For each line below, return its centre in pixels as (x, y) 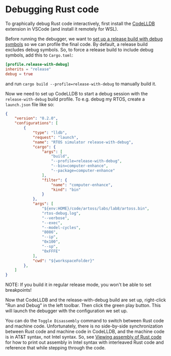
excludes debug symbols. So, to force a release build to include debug (79, 49)
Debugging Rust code (52, 9)
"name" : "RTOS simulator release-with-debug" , (83, 142)
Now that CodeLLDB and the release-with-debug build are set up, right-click (86, 300)
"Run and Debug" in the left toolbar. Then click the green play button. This (83, 306)
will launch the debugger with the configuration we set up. (67, 311)
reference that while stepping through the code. (56, 348)
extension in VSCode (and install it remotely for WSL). (62, 29)
